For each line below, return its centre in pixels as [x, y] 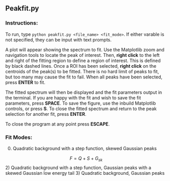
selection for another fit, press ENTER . [46, 114]
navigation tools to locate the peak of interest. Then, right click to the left [82, 55]
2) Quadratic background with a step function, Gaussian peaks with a [78, 167]
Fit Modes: [19, 137]
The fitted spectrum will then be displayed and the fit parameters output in [84, 92]
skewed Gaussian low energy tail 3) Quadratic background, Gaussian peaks [85, 173]
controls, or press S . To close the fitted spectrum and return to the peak [81, 108]
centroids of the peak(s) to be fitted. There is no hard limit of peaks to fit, [82, 71]
